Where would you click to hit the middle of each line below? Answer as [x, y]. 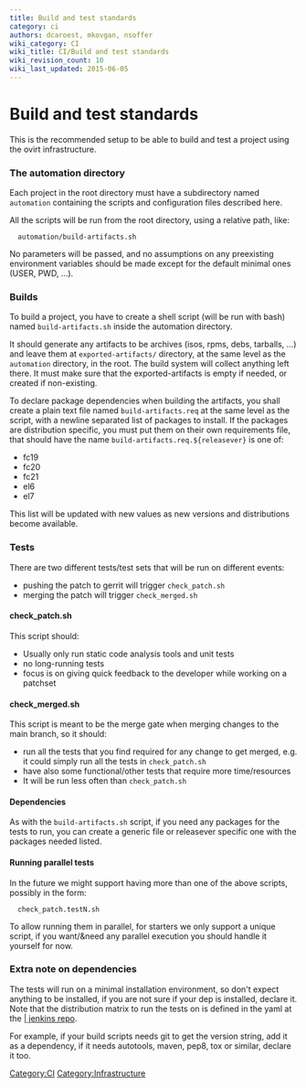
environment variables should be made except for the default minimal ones [150, 264]
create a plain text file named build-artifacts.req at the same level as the [150, 411]
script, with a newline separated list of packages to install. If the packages [149, 421]
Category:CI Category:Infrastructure [78, 1073]
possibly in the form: [48, 892]
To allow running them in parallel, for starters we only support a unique [142, 926]
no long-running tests [63, 663]
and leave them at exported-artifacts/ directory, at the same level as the [148, 354]
